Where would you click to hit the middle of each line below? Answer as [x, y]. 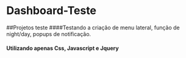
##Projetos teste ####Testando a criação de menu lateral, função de [93, 27]
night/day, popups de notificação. [49, 34]
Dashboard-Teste [51, 11]
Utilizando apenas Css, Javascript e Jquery [63, 48]
